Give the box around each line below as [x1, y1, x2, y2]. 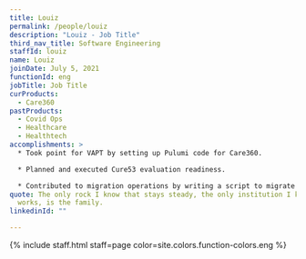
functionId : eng [9, 73, 71, 82]
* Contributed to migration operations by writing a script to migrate [17, 181, 296, 191]
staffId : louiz [9, 47, 67, 56]
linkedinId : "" [9, 206, 67, 216]
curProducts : [9, 89, 59, 98]
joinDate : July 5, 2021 [9, 65, 100, 74]
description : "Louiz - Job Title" [9, 30, 141, 39]
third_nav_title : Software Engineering [9, 38, 161, 48]
